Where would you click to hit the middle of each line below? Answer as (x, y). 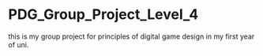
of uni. (19, 44)
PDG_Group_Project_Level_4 (103, 15)
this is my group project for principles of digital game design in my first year (131, 36)
